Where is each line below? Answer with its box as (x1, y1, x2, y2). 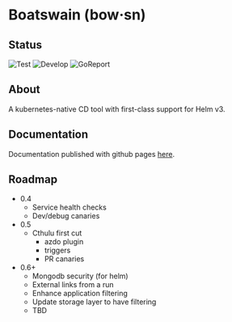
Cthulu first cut (32, 228, 82, 238)
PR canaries (44, 254, 85, 264)
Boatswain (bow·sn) (8, 6, 146, 24)
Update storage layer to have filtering (32, 297, 157, 307)
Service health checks (32, 202, 107, 212)
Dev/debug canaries (32, 211, 100, 221)
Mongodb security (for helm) (32, 271, 129, 281)
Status (8, 38, 43, 52)
